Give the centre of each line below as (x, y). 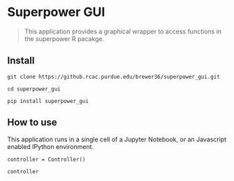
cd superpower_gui (34, 89)
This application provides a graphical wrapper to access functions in (123, 31)
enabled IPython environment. (51, 146)
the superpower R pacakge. (64, 38)
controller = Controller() (46, 159)
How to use (32, 123)
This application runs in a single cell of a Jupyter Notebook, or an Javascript (117, 139)
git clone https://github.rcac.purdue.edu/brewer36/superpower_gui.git (114, 77)
